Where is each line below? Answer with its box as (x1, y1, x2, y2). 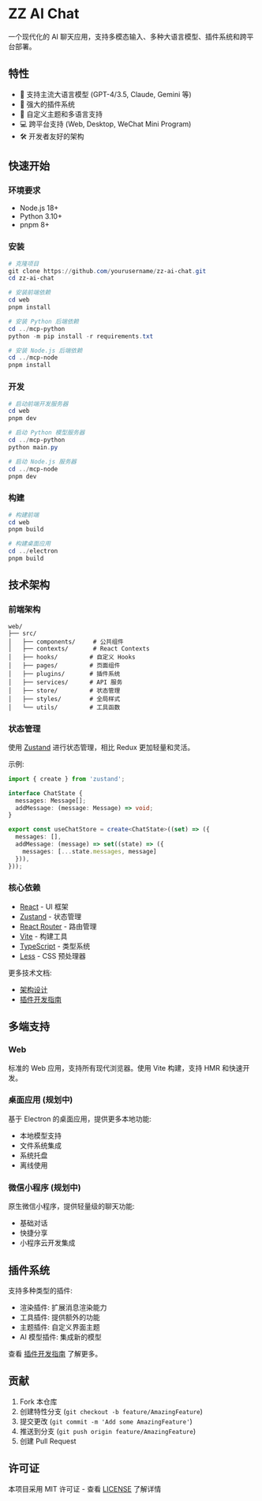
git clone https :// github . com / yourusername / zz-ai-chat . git (8, 267, 207, 275)
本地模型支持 (19, 1131, 62, 1140)
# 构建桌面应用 (8, 540, 51, 548)
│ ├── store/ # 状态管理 (8, 686, 121, 695)
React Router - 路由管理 (19, 921, 97, 931)
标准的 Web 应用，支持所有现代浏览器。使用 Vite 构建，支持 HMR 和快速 (8, 1063, 243, 1072)
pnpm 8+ (19, 220, 50, 230)
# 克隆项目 (8, 260, 39, 268)
